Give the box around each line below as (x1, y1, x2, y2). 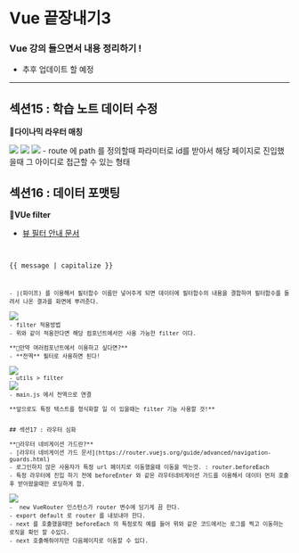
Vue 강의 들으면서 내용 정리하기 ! (9, 42, 142, 54)
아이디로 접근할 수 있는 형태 (35, 157, 131, 168)
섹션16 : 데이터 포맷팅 (9, 185, 121, 201)
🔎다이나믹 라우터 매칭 (9, 127, 83, 137)
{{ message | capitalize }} (9, 261, 114, 270)
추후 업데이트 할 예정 (21, 64, 94, 75)
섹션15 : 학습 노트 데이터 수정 (9, 101, 158, 116)
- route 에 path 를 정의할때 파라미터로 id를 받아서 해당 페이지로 (42, 145, 261, 156)
